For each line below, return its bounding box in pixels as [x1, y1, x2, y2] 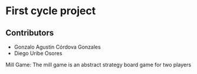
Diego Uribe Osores [14, 50, 63, 57]
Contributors [5, 28, 54, 38]
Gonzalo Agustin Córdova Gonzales [14, 43, 101, 50]
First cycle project [5, 4, 96, 18]
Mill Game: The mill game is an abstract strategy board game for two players [5, 61, 192, 68]
